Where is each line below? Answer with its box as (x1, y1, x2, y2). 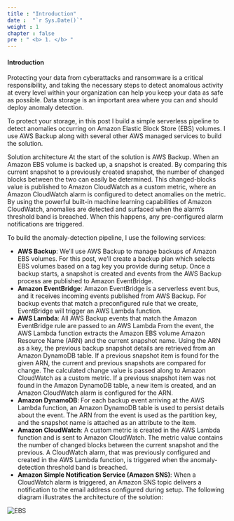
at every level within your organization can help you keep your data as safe (7, 88, 223, 97)
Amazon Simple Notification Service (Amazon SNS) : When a (17, 471, 196, 479)
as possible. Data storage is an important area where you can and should (7, 96, 219, 104)
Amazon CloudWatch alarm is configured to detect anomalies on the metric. (7, 190, 226, 198)
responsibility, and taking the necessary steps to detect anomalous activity (7, 81, 223, 90)
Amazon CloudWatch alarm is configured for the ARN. (17, 388, 174, 397)
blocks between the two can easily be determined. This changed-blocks (7, 175, 216, 184)
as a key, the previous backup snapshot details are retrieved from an (17, 344, 216, 353)
